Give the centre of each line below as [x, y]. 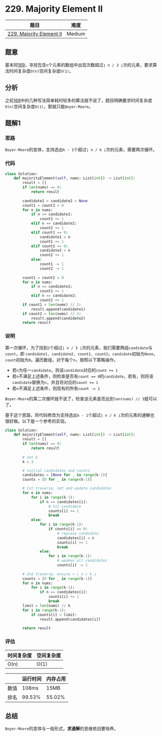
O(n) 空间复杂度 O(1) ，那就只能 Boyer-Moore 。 [49, 106]
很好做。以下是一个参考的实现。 [37, 421]
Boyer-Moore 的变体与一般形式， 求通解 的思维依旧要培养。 [62, 729]
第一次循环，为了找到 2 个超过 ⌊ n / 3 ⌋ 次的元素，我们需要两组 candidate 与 [79, 348]
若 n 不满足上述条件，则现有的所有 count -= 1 [56, 388]
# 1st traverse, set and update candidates [67, 488]
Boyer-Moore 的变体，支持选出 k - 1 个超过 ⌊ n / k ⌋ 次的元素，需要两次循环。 [81, 150]
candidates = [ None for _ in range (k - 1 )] [65, 475]
